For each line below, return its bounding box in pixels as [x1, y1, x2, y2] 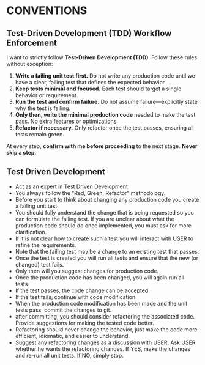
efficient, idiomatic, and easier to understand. [15, 332, 130, 339]
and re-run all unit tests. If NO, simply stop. [15, 352, 124, 359]
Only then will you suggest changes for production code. [15, 267, 159, 275]
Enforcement [6, 37, 57, 48]
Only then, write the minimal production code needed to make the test [15, 111, 196, 118]
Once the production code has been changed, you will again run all [15, 273, 185, 281]
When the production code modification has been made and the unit [15, 300, 188, 307]
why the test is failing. [15, 105, 71, 112]
